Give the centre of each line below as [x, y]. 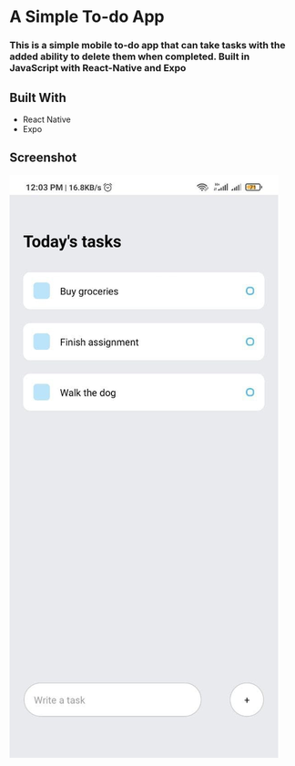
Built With [38, 97]
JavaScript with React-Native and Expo [98, 68]
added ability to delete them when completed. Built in [130, 56]
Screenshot [43, 158]
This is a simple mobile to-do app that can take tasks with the [147, 46]
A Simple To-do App [87, 17]
